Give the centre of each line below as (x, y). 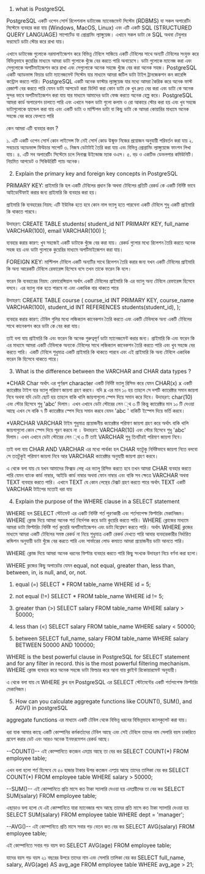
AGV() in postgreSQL (42, 708)
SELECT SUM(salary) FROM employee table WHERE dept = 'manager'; (95, 814)
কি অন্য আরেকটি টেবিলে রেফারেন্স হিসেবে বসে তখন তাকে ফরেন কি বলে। (69, 269)
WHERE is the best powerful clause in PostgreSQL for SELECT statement (98, 657)
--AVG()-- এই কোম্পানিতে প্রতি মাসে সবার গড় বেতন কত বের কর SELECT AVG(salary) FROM (100, 826)
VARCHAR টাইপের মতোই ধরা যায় (39, 489)
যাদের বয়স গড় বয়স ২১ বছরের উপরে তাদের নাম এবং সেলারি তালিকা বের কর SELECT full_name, (96, 857)
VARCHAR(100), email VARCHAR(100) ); (56, 231)
